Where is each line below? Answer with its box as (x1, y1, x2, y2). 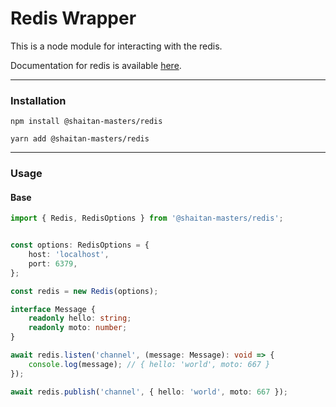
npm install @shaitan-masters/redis (10, 117, 163, 127)
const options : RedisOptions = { (10, 240, 150, 251)
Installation (10, 93, 67, 107)
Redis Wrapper (10, 7, 137, 30)
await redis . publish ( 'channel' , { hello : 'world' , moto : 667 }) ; (10, 387, 289, 397)
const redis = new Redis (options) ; (10, 286, 159, 296)
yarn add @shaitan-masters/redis (10, 134, 150, 144)
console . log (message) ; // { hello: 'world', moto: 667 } (28, 359, 271, 369)
